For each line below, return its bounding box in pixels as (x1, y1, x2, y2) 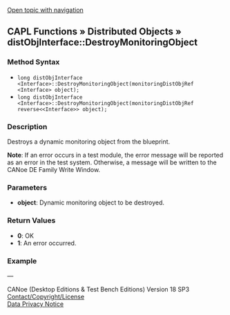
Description (7, 122, 48, 131)
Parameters (7, 182, 47, 192)
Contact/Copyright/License (7, 292, 85, 300)
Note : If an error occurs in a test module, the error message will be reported (7, 151, 224, 159)
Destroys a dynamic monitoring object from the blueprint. (7, 137, 171, 146)
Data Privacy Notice (7, 300, 64, 308)
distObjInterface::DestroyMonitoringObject (7, 37, 198, 48)
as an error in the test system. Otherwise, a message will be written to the (7, 158, 217, 166)
